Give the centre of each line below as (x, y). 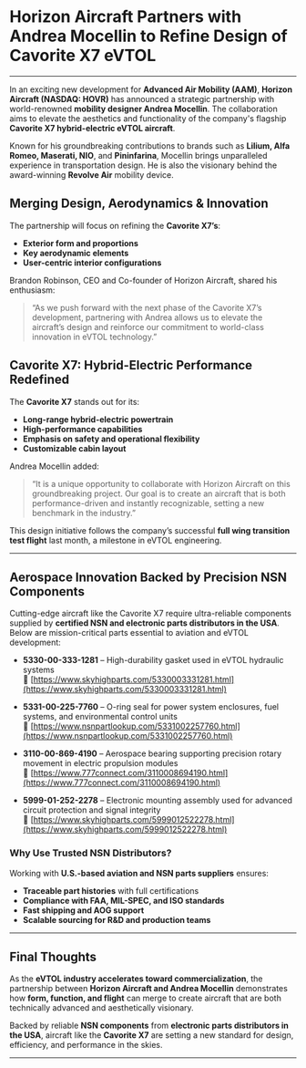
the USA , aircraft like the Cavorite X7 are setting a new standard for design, (152, 1035)
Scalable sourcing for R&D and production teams (117, 919)
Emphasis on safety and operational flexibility (111, 439)
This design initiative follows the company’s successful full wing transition (150, 530)
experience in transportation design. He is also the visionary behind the (143, 165)
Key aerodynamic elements (76, 253)
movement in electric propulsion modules (100, 763)
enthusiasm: (32, 290)
